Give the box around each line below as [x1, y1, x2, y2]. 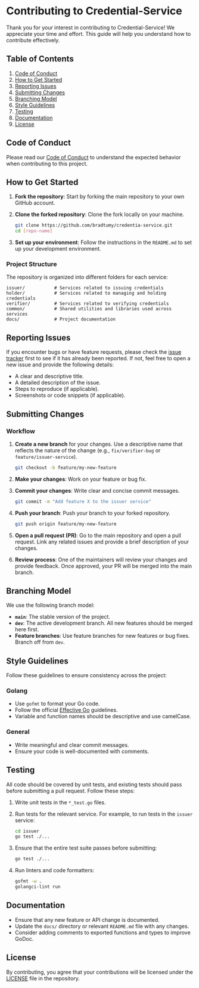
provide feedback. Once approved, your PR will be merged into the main [14, 562, 192, 569]
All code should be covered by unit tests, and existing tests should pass [6, 780, 182, 788]
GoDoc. [14, 935, 34, 942]
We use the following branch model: [6, 601, 95, 609]
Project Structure [6, 260, 57, 268]
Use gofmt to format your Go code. [14, 700, 100, 708]
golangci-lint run [14, 884, 61, 890]
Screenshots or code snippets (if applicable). [14, 392, 126, 399]
